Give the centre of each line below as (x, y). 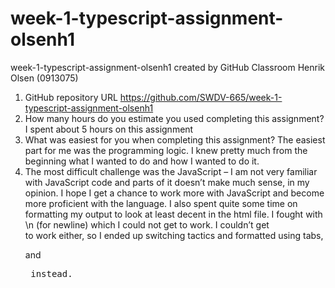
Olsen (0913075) (44, 78)
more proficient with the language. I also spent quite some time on (161, 203)
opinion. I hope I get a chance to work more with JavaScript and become (174, 193)
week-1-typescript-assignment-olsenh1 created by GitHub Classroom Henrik (168, 67)
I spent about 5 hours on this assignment (109, 129)
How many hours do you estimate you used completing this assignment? (174, 118)
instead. (51, 273)
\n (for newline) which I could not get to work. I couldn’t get (147, 224)
